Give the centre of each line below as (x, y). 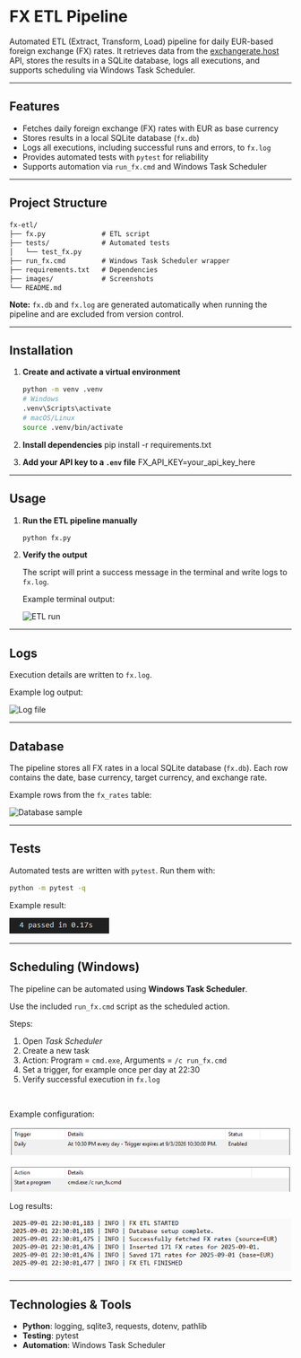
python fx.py (47, 538)
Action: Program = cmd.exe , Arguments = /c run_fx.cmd (124, 1060)
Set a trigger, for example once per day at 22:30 (111, 1069)
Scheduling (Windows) (75, 967)
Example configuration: (52, 1114)
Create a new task (56, 1050)
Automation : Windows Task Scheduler (94, 1345)
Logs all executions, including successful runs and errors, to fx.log (146, 147)
